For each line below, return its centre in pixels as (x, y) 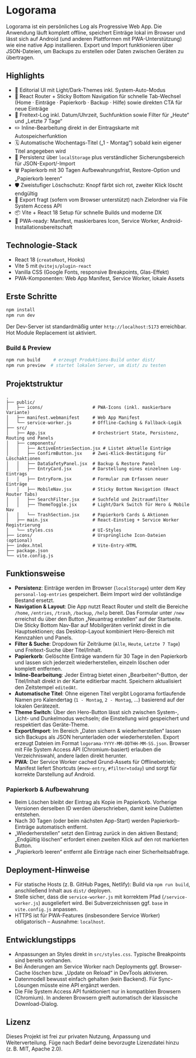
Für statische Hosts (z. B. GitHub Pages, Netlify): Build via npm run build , (102, 884)
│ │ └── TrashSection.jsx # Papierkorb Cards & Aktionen (87, 515)
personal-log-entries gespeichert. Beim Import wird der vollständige (98, 594)
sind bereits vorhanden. (43, 960)
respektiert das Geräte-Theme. (52, 724)
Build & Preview (29, 348)
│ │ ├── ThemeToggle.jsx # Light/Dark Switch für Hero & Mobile (98, 504)
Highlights (25, 76)
